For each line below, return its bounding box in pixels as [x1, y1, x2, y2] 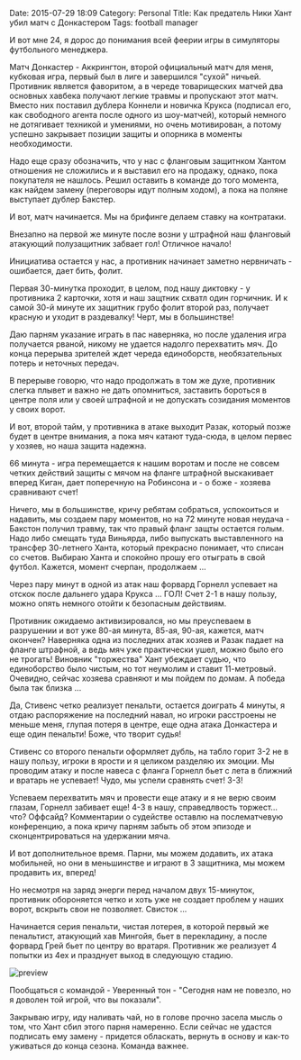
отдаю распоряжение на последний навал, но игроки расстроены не [9, 710, 277, 720]
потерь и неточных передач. [9, 358, 120, 368]
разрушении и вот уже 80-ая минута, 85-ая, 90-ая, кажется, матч [9, 625, 264, 636]
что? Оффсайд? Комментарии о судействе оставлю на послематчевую [9, 811, 284, 822]
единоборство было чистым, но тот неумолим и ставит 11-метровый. [9, 664, 277, 674]
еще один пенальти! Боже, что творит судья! [9, 729, 182, 739]
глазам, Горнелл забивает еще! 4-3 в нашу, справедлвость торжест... [9, 802, 278, 812]
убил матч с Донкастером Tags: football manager [9, 17, 198, 28]
